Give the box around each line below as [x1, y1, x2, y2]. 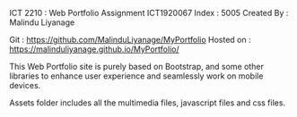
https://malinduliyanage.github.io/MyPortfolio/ [9, 44, 179, 54]
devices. [9, 80, 41, 90]
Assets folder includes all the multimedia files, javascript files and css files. [9, 97, 285, 108]
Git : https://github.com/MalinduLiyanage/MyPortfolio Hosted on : [9, 35, 251, 45]
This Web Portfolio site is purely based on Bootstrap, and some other [9, 62, 265, 71]
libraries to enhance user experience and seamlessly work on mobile [9, 71, 264, 81]
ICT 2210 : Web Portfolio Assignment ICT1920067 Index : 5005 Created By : [9, 8, 289, 18]
